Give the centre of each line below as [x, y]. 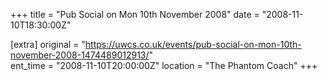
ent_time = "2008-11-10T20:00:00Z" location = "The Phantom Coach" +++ [164, 65]
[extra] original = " [48, 44]
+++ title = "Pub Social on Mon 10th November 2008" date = [135, 14]
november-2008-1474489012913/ [80, 55]
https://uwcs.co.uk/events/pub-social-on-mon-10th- [193, 44]
